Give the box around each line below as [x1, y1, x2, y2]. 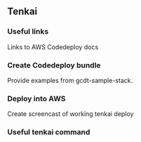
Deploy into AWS [7, 93, 66, 103]
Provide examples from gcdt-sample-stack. [7, 76, 133, 84]
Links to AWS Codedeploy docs [7, 42, 99, 51]
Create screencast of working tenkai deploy [7, 110, 134, 118]
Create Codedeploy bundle [7, 60, 101, 70]
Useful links [7, 27, 49, 37]
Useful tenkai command [7, 127, 90, 137]
